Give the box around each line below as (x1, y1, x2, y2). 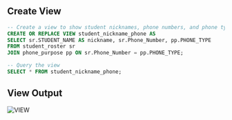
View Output (7, 88, 63, 99)
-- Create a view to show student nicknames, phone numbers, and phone (7, 23, 217, 30)
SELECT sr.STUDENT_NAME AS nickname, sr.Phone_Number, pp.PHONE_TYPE (7, 37, 212, 43)
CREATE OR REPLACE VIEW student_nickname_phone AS (7, 30, 156, 37)
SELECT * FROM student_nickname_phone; (7, 68, 122, 75)
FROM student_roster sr (7, 43, 76, 50)
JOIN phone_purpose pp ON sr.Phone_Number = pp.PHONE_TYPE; (7, 50, 184, 57)
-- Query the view (7, 62, 60, 69)
